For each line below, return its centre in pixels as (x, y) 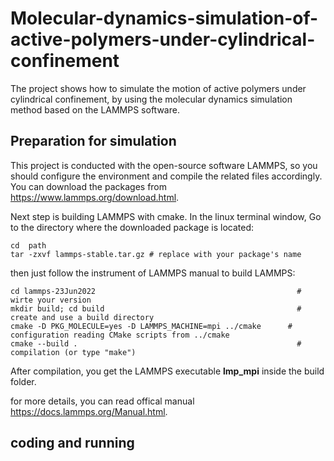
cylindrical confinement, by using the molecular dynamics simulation (151, 99)
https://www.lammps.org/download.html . (95, 197)
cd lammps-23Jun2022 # (156, 291)
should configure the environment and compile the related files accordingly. (166, 176)
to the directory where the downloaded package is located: (132, 227)
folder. (23, 381)
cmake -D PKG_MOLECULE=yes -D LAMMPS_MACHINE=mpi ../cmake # (151, 326)
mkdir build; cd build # (156, 308)
